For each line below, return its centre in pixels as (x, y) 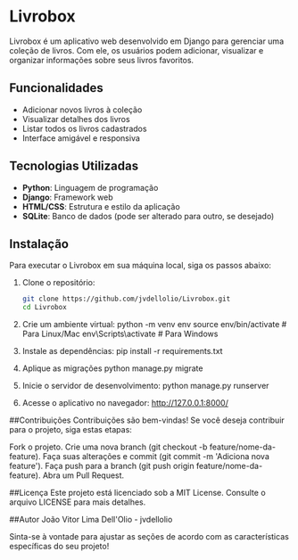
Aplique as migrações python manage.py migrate (112, 368)
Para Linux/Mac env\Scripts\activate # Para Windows (120, 334)
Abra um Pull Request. (83, 475)
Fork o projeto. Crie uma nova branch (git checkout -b (108, 447)
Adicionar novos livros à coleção (82, 110)
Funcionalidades (57, 88)
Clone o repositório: (58, 283)
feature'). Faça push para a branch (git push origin (102, 466)
